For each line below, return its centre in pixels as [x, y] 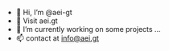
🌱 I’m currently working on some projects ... [88, 29]
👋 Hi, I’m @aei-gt [44, 12]
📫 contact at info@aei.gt [57, 38]
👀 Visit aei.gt [37, 21]
